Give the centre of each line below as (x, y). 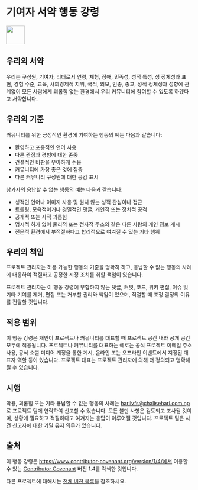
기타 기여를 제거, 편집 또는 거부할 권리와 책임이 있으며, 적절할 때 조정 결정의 (92, 295)
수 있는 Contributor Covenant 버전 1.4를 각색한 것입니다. (72, 469)
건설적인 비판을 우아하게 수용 (48, 162)
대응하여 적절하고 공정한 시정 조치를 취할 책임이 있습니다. (78, 275)
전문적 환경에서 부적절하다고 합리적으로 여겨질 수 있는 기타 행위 (87, 231)
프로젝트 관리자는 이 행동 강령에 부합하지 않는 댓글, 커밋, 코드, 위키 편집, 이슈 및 (97, 287)
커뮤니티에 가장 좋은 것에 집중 (48, 169)
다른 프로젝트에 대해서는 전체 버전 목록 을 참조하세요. (66, 481)
